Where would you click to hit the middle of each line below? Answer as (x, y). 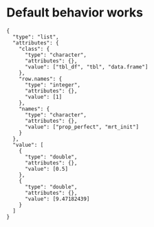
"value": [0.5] (46, 169)
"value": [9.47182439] (57, 199)
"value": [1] (43, 97)
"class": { (34, 49)
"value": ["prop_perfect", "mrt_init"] (81, 127)
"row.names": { (41, 79)
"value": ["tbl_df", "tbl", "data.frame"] (86, 67)
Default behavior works (75, 13)
